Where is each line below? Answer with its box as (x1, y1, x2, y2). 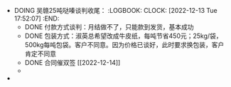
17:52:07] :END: (14, 14, 60, 23)
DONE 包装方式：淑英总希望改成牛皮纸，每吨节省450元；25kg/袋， (24, 31, 222, 40)
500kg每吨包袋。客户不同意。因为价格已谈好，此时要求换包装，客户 (24, 41, 225, 48)
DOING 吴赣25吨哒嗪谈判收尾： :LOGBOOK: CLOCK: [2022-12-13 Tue (14, 6, 218, 14)
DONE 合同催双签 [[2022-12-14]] (24, 58, 121, 66)
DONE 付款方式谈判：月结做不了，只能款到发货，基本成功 (24, 23, 194, 31)
